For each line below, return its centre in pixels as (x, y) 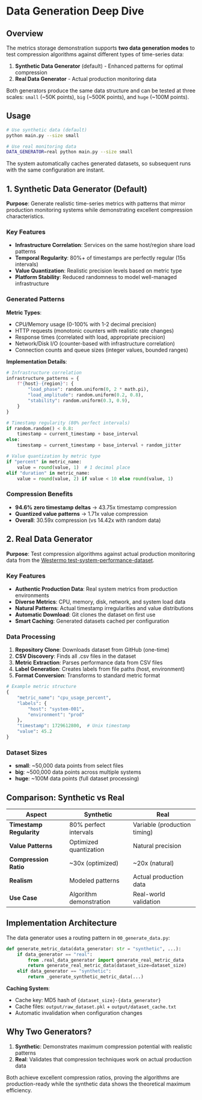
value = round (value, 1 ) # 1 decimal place (74, 467)
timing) (143, 832)
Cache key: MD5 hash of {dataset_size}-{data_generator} (88, 1000)
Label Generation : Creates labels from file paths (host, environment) (100, 669)
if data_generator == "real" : (55, 954)
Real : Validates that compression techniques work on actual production (103, 1059)
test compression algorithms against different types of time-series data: (95, 54)
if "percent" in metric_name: (44, 462)
